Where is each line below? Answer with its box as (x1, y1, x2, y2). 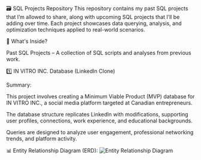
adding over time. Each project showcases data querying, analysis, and (6, 20, 182, 27)
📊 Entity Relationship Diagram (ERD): (6, 147, 98, 154)
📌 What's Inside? (6, 38, 48, 45)
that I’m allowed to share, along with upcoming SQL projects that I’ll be (6, 14, 180, 20)
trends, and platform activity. (6, 135, 77, 142)
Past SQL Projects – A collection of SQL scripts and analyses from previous (6, 50, 191, 56)
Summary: (6, 81, 32, 88)
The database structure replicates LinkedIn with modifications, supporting (6, 111, 188, 118)
